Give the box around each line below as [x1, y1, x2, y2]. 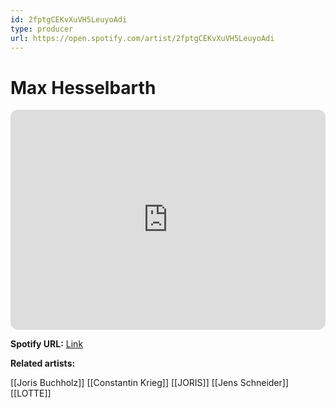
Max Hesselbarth [10, 76, 157, 99]
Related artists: [10, 357, 76, 370]
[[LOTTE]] [10, 387, 52, 400]
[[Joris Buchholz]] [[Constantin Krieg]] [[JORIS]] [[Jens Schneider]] [10, 377, 290, 389]
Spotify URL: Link [10, 338, 84, 350]
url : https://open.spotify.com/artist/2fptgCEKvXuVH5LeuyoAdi [10, 33, 275, 43]
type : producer [10, 24, 74, 34]
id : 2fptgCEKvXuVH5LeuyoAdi [10, 14, 128, 25]
